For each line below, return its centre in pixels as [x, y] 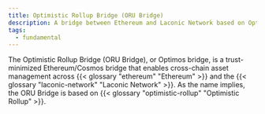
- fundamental [38, 37]
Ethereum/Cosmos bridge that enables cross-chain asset [136, 68]
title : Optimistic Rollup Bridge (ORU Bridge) [86, 15]
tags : [17, 30]
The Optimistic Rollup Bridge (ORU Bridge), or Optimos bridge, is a [116, 60]
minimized [25, 68]
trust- [235, 60]
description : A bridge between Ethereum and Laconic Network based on [127, 23]
